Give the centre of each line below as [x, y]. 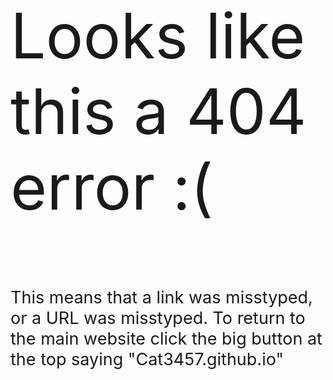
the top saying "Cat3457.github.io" [147, 359]
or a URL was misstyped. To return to [158, 318]
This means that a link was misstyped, [161, 297]
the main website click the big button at [166, 338]
